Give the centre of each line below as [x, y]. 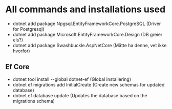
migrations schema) [34, 101]
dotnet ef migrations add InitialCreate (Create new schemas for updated [89, 84]
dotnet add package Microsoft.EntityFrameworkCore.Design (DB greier [88, 34]
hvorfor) [21, 51]
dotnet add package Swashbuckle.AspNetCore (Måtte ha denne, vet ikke [90, 45]
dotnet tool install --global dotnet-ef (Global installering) [72, 79]
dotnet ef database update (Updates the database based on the [80, 95]
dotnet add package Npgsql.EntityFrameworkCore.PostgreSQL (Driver [87, 24]
